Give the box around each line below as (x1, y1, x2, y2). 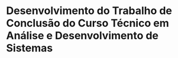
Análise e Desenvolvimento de (6, 29, 158, 42)
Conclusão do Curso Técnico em (6, 16, 170, 30)
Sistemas (6, 42, 53, 55)
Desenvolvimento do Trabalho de (6, 4, 173, 18)
